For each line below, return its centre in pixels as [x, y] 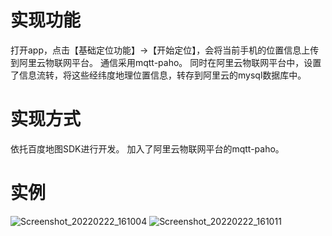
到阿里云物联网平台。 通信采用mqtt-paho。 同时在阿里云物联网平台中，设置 [166, 62]
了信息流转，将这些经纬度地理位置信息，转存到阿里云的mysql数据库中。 [158, 75]
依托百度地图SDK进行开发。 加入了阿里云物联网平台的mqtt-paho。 [147, 148]
